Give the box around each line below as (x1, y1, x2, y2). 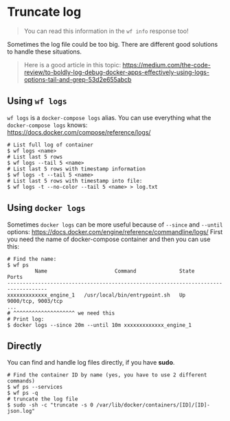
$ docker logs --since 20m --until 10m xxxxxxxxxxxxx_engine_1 (7, 321, 192, 328)
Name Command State (34, 267, 195, 275)
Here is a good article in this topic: (23, 60, 122, 69)
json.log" (7, 408, 36, 415)
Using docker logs (7, 202, 86, 214)
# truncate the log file (7, 396, 78, 402)
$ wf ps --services (7, 384, 63, 391)
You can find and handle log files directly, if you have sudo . (7, 359, 175, 367)
